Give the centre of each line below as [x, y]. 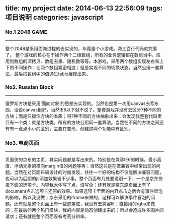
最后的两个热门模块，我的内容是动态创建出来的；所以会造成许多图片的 [91, 210]
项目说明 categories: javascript [54, 17]
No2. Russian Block [29, 87]
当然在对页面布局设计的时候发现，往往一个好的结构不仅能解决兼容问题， [89, 172]
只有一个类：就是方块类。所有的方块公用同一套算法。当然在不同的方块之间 [82, 122]
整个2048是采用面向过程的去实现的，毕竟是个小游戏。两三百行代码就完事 [81, 48]
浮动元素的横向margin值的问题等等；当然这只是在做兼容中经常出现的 [85, 166]
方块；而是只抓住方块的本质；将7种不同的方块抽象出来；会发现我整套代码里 [83, 116]
